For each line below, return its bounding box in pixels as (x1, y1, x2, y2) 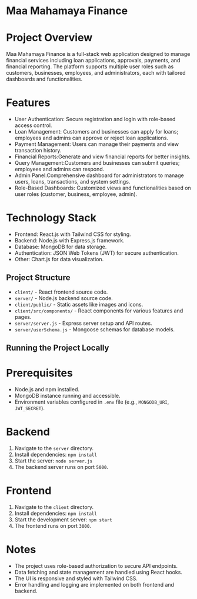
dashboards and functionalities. (6, 75, 83, 83)
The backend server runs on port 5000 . (14, 464, 109, 471)
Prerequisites (6, 367, 74, 380)
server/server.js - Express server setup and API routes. (14, 320, 152, 327)
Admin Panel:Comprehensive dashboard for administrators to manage (14, 172, 184, 179)
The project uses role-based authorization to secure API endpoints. (14, 562, 178, 569)
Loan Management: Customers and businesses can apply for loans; (14, 128, 179, 135)
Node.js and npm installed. (14, 386, 80, 393)
